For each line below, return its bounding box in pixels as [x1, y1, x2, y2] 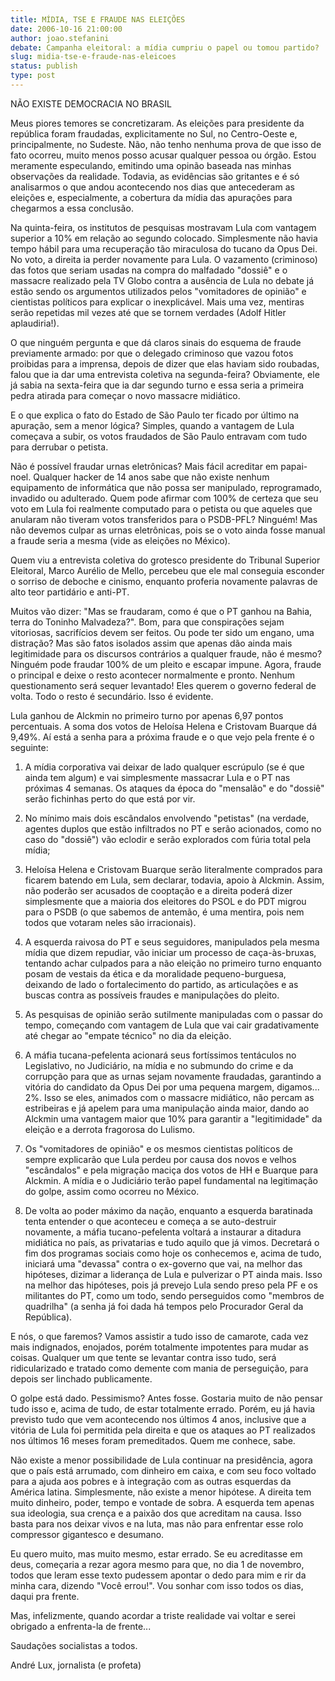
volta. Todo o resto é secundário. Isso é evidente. [10, 690, 214, 702]
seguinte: [10, 741, 49, 753]
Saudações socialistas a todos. [10, 1639, 138, 1651]
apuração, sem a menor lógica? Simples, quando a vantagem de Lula [10, 419, 295, 431]
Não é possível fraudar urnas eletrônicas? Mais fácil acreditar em [10, 460, 279, 472]
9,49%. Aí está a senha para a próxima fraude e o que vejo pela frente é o [10, 731, 315, 743]
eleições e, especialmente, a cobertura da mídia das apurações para [10, 191, 293, 203]
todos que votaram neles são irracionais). [24, 916, 197, 928]
